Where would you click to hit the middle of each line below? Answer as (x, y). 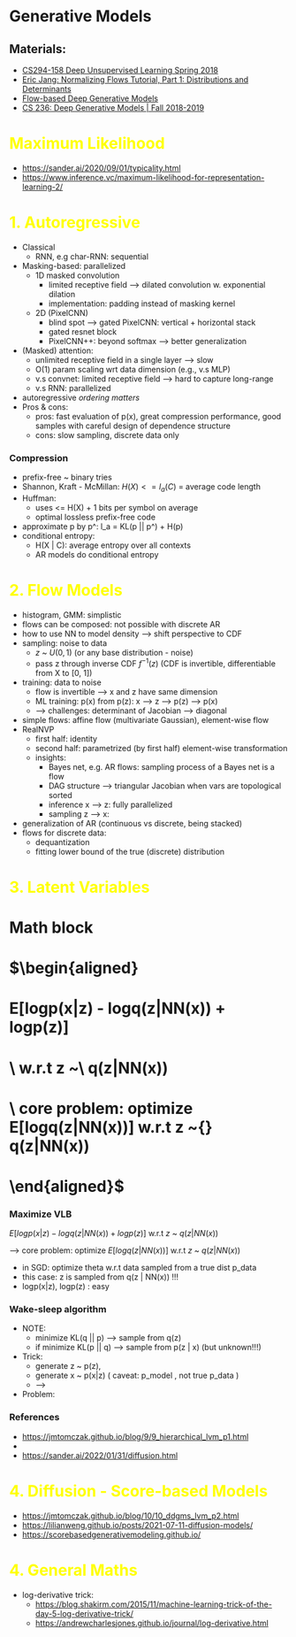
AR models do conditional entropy (97, 554)
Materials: (38, 49)
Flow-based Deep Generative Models (90, 98)
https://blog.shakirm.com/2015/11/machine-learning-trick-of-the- (153, 1604)
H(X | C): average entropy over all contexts (113, 545)
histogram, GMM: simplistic (72, 615)
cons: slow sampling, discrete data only (107, 434)
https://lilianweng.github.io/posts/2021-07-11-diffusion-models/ (137, 1525)
